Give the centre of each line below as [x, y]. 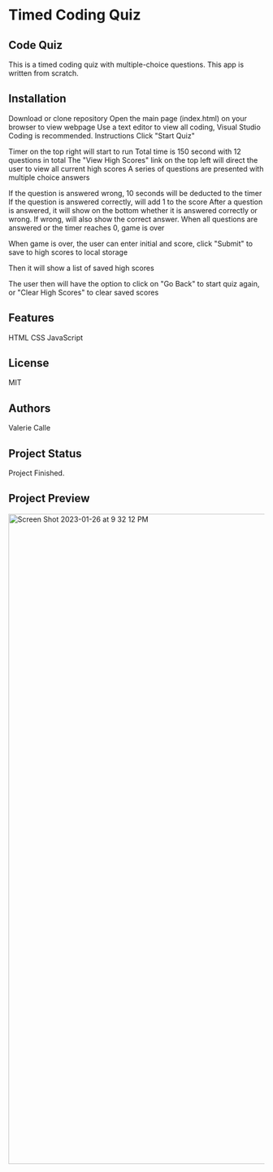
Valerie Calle [30, 428]
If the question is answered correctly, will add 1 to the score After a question [136, 202]
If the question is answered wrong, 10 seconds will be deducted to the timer [135, 193]
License [29, 363]
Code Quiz [36, 45]
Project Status [45, 453]
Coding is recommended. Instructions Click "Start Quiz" [102, 135]
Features [31, 318]
